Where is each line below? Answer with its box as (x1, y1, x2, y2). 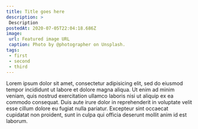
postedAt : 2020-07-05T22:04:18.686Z (6, 25, 96, 31)
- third (8, 63, 28, 70)
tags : (6, 47, 20, 53)
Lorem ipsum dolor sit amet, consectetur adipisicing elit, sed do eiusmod (6, 80, 183, 87)
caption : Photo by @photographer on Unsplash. (8, 42, 126, 48)
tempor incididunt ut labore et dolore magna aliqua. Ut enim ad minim (6, 86, 175, 93)
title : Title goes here (6, 8, 65, 15)
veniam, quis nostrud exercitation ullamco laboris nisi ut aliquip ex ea (6, 92, 174, 99)
